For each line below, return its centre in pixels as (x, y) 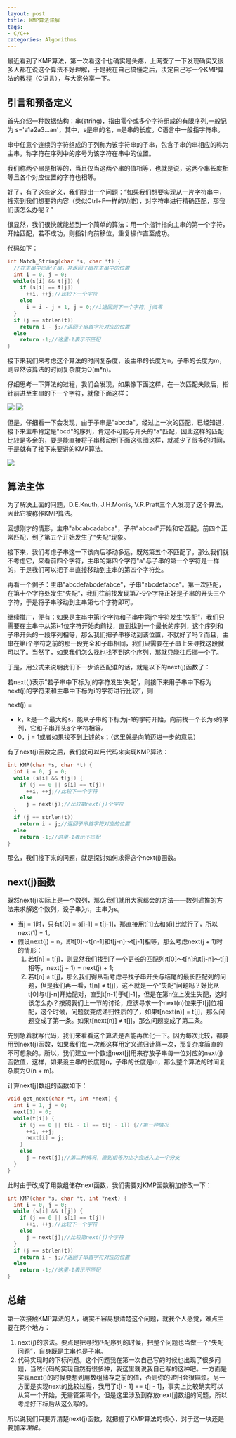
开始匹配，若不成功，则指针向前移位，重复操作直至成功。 (90, 233)
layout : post (26, 14)
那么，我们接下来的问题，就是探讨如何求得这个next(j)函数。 (94, 858)
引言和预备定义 (40, 103)
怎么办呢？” (37, 209)
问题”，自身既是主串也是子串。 (62, 1351)
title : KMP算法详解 (34, 20)
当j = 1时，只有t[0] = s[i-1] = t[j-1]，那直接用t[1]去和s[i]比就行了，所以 (118, 924)
